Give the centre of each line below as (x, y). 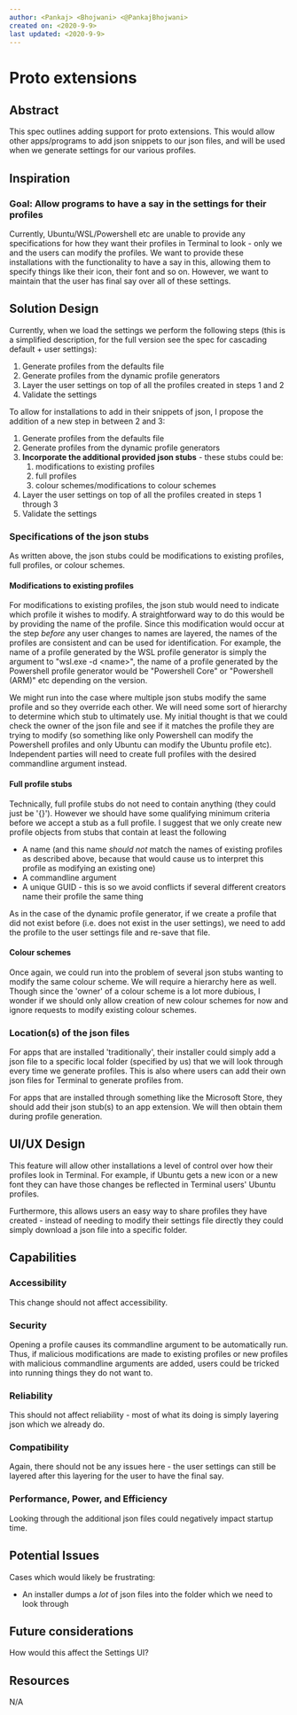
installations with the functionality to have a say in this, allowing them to (140, 262)
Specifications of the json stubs (79, 536)
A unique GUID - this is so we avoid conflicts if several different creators (154, 886)
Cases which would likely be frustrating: (82, 1577)
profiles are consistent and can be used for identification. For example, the (145, 643)
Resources (39, 1680)
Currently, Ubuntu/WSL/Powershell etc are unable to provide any (127, 234)
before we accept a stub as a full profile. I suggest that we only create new (145, 822)
